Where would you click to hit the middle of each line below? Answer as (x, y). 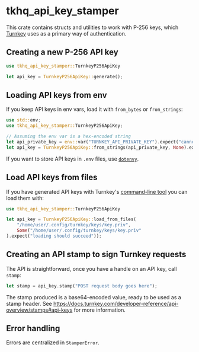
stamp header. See (29, 303)
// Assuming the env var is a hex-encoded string (69, 137)
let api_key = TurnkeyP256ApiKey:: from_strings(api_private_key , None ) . (98, 147)
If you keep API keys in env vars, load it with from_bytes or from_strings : (94, 109)
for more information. (100, 310)
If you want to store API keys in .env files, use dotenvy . (73, 159)
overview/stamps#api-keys (39, 310)
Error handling (33, 328)
